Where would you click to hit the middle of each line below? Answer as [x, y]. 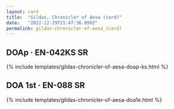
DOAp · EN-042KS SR [47, 52]
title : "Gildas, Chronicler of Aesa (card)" [64, 17]
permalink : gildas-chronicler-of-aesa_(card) [64, 28]
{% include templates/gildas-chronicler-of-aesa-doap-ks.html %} [87, 67]
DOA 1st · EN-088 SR [46, 85]
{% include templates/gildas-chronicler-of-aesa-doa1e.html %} [84, 99]
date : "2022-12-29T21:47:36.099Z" [52, 23]
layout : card [22, 12]
